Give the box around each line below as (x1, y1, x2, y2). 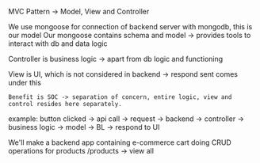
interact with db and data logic (8, 39, 108, 48)
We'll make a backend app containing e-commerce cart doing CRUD (8, 138, 231, 147)
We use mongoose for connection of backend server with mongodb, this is (8, 22, 253, 31)
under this (8, 78, 42, 87)
